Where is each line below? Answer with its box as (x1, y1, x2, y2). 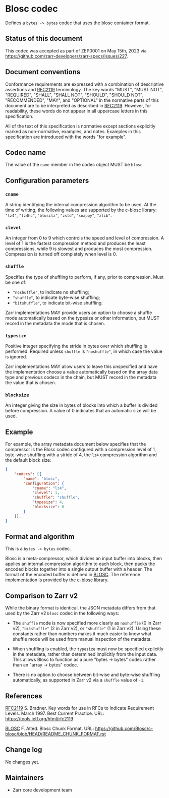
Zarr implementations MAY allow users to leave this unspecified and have (5, 363, 158, 370)
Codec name (5, 148, 46, 157)
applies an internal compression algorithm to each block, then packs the (5, 561, 155, 567)
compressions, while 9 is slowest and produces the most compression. (5, 245, 153, 252)
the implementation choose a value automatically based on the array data (5, 369, 158, 375)
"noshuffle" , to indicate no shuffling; (12, 289, 89, 295)
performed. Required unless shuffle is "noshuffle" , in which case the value (5, 348, 162, 354)
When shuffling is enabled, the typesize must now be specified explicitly (12, 646, 164, 652)
